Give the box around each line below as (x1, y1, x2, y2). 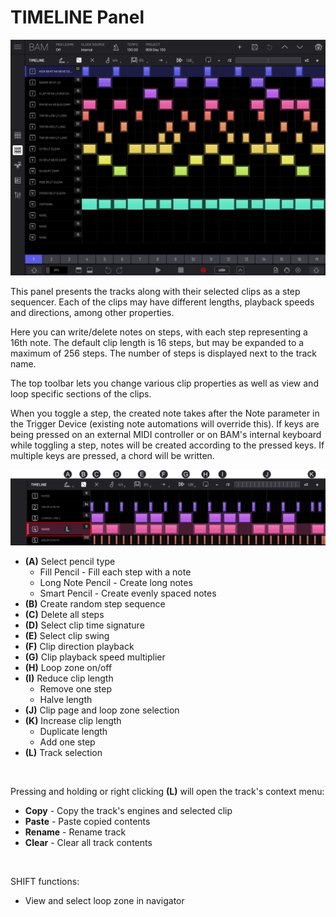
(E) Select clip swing (24, 630, 110, 642)
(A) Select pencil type (24, 556, 116, 568)
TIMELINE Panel (10, 6, 145, 29)
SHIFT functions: (10, 876, 80, 888)
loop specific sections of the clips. (10, 388, 152, 400)
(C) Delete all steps (24, 609, 105, 621)
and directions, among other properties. (10, 307, 175, 319)
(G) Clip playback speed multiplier (24, 651, 166, 663)
